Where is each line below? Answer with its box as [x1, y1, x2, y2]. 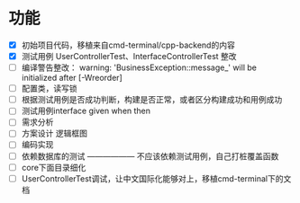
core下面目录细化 [21, 162, 86, 172]
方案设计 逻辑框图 [21, 128, 87, 139]
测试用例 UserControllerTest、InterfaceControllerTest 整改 [21, 51, 237, 61]
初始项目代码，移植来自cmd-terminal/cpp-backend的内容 [21, 40, 235, 50]
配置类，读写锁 [21, 83, 77, 94]
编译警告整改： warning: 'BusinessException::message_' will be [21, 62, 258, 73]
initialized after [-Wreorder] [21, 73, 123, 84]
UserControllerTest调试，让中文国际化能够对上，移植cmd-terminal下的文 [21, 172, 292, 184]
